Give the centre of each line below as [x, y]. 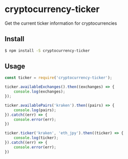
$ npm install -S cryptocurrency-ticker [47, 51]
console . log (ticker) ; [36, 138]
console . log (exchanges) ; [39, 92]
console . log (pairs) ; [35, 110]
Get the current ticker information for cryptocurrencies [61, 23]
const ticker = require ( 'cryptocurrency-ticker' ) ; [58, 78]
